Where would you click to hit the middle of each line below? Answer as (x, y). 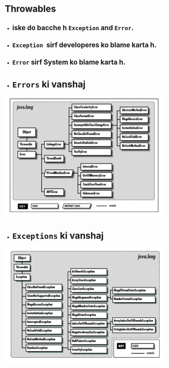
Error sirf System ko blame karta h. (69, 62)
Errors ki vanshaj (49, 84)
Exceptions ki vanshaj (58, 236)
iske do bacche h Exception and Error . (73, 28)
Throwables (30, 9)
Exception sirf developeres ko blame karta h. (84, 45)
